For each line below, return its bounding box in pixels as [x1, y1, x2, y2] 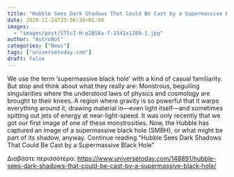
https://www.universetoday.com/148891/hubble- [77, 154, 217, 162]
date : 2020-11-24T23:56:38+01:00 [7, 17, 104, 24]
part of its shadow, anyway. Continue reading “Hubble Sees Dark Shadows [7, 133, 221, 142]
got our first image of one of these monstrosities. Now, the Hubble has [7, 119, 210, 127]
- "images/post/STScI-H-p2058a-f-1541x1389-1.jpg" [13, 29, 164, 37]
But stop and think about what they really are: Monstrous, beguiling [7, 81, 200, 90]
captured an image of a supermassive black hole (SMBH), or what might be [7, 126, 224, 134]
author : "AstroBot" [7, 36, 64, 43]
